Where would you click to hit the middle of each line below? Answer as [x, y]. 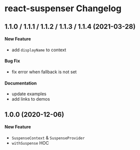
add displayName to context [39, 50]
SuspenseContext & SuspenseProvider [48, 138]
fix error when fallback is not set [44, 72]
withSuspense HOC [30, 143]
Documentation [21, 83]
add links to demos [31, 99]
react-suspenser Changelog [63, 9]
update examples [29, 94]
